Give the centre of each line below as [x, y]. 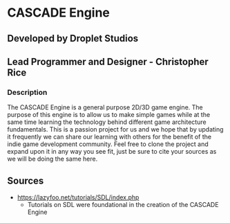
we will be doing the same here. [52, 159]
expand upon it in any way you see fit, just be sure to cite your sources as [112, 152]
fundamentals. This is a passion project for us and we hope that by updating [115, 130]
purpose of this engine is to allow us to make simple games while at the [109, 115]
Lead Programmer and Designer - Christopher [108, 61]
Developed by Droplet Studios [73, 38]
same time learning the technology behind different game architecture [107, 122]
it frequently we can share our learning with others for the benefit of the [109, 137]
